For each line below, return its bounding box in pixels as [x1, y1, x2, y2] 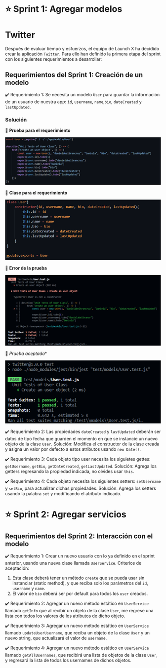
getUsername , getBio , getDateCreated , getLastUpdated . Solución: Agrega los [5, 463, 157, 469]
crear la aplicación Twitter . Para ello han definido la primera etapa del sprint [5, 51, 161, 57]
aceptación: [5, 565, 30, 571]
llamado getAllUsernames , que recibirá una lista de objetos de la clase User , [5, 652, 158, 658]
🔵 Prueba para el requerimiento [5, 127, 71, 133]
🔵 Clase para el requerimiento [5, 190, 68, 196]
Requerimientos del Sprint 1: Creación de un [5, 71, 143, 79]
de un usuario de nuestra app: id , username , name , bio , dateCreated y [5, 99, 142, 105]
